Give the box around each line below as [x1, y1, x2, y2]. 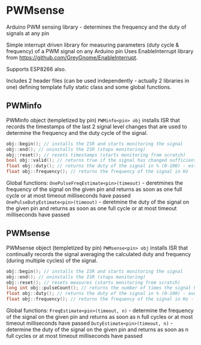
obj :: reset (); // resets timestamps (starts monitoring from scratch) [6, 152, 186, 158]
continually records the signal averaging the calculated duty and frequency [6, 250, 191, 257]
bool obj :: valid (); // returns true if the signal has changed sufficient [6, 158, 197, 164]
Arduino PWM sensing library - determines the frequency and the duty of [6, 23, 187, 30]
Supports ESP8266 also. [6, 65, 66, 72]
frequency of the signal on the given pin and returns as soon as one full [6, 186, 182, 193]
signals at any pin [6, 29, 50, 36]
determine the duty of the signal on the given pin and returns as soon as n [6, 326, 189, 333]
